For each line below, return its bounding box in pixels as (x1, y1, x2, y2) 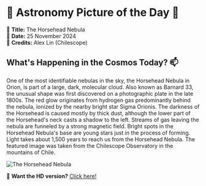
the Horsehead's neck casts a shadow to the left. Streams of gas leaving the (6, 116, 199, 123)
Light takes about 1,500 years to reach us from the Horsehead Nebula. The (6, 135, 195, 143)
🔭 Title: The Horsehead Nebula (6, 26, 85, 33)
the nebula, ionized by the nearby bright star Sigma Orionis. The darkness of (6, 103, 200, 110)
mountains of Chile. (6, 149, 56, 156)
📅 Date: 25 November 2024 (6, 32, 77, 39)
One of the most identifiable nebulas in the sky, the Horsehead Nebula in (6, 77, 190, 84)
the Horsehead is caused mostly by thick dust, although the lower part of (6, 109, 191, 117)
